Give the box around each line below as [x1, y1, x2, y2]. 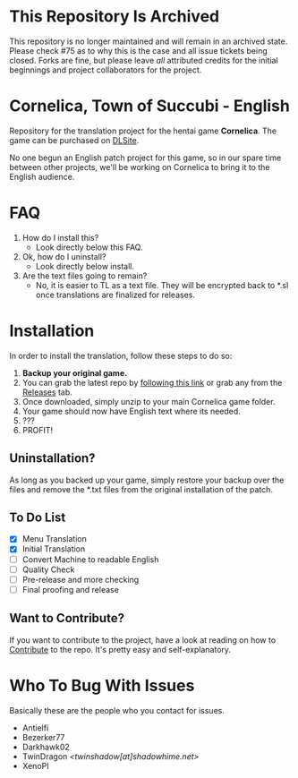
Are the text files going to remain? [21, 270, 148, 281]
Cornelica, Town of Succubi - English [9, 96, 291, 116]
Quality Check [21, 564, 75, 575]
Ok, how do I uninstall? [21, 251, 106, 261]
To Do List [9, 509, 66, 525]
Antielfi [21, 722, 49, 733]
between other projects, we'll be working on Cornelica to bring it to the [9, 161, 270, 172]
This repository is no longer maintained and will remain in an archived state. [9, 36, 288, 47]
